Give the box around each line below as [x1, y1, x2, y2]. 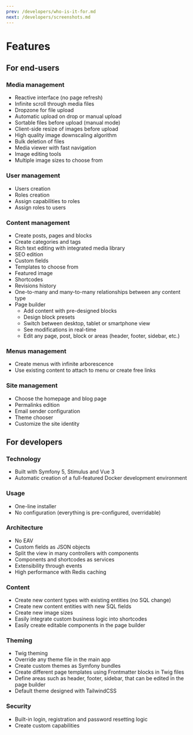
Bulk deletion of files [14, 138, 65, 145]
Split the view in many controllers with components [14, 550, 139, 557]
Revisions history [14, 282, 56, 289]
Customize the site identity [14, 420, 80, 427]
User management [6, 172, 61, 180]
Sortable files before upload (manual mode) [14, 119, 121, 126]
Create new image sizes [14, 609, 74, 616]
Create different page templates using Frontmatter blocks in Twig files [14, 668, 184, 676]
